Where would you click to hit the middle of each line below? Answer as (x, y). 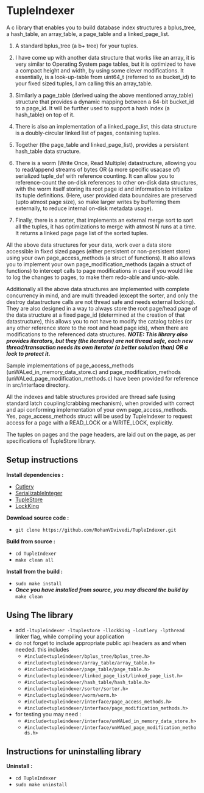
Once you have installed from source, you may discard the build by (102, 590)
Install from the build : (34, 571)
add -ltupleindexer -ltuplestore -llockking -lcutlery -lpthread (100, 630)
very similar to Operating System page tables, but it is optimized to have (105, 64)
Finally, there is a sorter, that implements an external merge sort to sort (104, 220)
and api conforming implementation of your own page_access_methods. (97, 409)
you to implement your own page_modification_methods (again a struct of (99, 264)
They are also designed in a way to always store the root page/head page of (102, 308)
